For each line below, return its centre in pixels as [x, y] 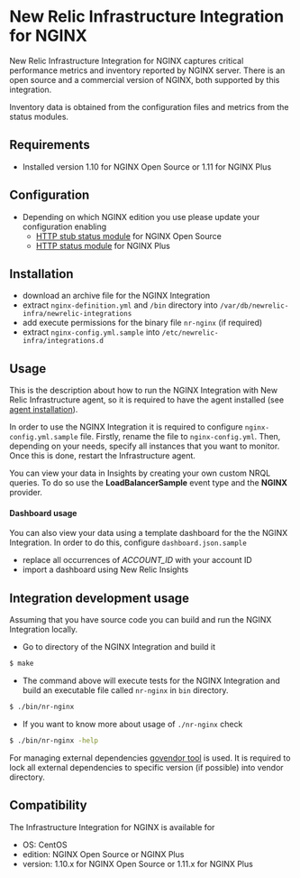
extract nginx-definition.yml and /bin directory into [120, 305]
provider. [26, 493]
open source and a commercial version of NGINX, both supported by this [145, 79]
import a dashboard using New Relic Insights [105, 569]
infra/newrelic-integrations [77, 314]
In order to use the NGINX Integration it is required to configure [126, 427]
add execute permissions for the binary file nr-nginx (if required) [142, 323]
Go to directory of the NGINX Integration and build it [119, 647]
